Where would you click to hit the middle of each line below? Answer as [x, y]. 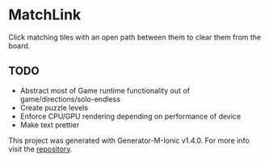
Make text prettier [50, 125]
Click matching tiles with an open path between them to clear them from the [134, 37]
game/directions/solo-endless [70, 99]
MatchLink [45, 15]
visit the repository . [40, 149]
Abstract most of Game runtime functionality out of [105, 90]
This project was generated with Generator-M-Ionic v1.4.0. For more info [129, 140]
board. [19, 45]
